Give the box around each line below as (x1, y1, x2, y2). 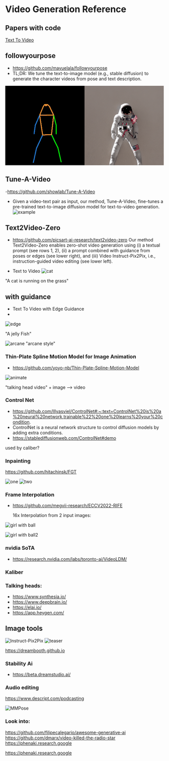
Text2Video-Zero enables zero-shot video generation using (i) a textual (12, 242, 160, 248)
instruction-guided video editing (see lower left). (12, 258, 113, 264)
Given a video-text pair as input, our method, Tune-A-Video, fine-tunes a (12, 198, 163, 204)
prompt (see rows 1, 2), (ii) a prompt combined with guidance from (12, 248, 150, 254)
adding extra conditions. (12, 430, 63, 436)
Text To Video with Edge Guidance (12, 306, 84, 312)
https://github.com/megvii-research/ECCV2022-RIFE (12, 503, 123, 509)
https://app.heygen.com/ (12, 609, 64, 616)
